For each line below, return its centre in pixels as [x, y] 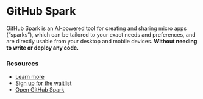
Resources [23, 64]
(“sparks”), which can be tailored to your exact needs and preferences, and [101, 34]
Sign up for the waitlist [43, 83]
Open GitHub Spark [40, 90]
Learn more [30, 77]
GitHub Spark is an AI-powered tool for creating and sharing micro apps [97, 28]
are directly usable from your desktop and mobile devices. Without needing [102, 41]
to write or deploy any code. [43, 48]
